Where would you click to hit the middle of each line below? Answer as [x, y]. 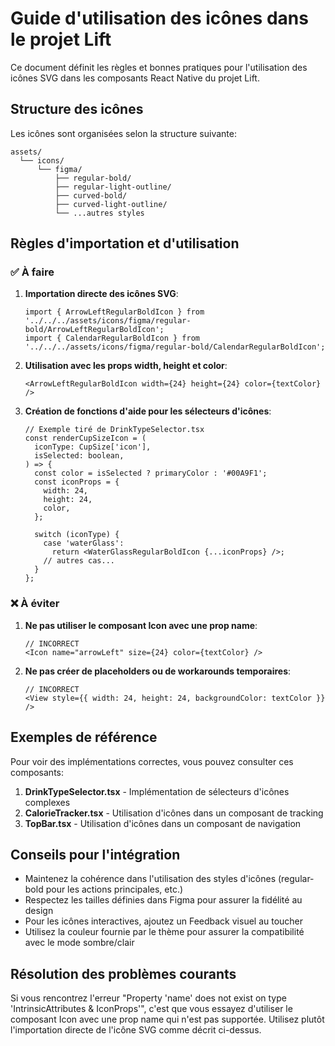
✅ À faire [32, 272]
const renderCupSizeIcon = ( [85, 438]
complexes [47, 802]
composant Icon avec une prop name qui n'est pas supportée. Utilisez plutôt [167, 1019]
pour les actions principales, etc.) [114, 889]
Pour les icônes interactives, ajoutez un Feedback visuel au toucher [164, 921]
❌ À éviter [35, 604]
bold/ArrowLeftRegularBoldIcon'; [94, 330]
